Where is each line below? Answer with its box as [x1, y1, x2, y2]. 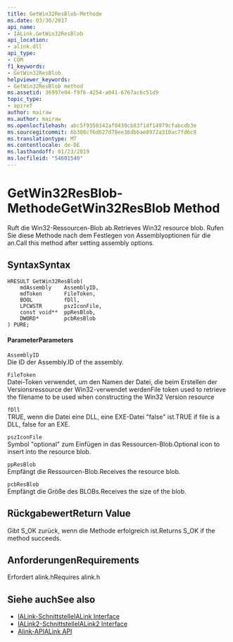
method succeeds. [7, 534, 62, 542]
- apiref [7, 102, 33, 109]
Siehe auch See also [7, 593, 96, 605]
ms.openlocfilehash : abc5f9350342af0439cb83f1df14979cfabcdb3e [7, 121, 197, 129]
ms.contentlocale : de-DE [7, 142, 80, 149]
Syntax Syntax [7, 259, 71, 271]
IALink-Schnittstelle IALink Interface [17, 612, 120, 621]
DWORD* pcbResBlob [20, 315, 96, 322]
